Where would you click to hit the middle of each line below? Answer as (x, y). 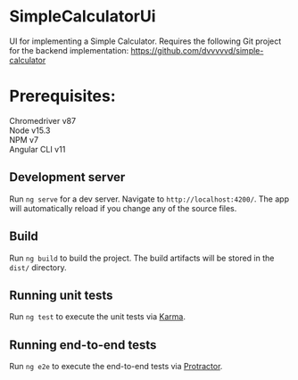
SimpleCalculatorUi (83, 17)
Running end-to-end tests (83, 345)
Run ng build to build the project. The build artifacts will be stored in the (142, 258)
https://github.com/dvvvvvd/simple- (197, 50)
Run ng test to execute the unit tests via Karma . (97, 317)
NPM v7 (24, 139)
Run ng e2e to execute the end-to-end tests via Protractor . (116, 367)
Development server (67, 177)
